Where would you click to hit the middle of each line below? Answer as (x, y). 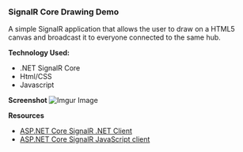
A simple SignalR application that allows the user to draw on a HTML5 (121, 29)
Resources (27, 116)
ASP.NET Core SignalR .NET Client (76, 131)
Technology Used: (39, 53)
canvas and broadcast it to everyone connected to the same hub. (115, 37)
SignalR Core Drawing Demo (64, 12)
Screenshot (28, 101)
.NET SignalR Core (50, 68)
